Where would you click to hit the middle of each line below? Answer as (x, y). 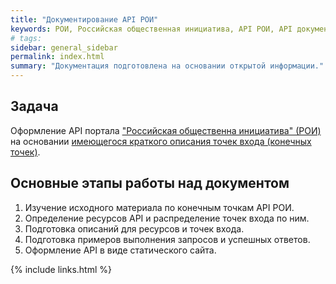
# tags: (26, 38)
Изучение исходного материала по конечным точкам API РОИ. (159, 207)
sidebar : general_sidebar (64, 47)
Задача (34, 106)
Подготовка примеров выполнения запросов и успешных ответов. (167, 239)
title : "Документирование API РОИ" (84, 19)
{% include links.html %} (61, 269)
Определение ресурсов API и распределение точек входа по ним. (167, 218)
